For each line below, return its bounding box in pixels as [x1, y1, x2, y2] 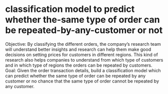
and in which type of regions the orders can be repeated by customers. [5, 62, 153, 68]
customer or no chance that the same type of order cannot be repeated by [5, 78, 159, 84]
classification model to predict [5, 3, 135, 15]
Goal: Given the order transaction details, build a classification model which [5, 67, 161, 73]
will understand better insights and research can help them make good [5, 46, 151, 52]
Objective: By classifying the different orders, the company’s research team [5, 41, 161, 47]
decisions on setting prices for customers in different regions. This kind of [5, 51, 158, 58]
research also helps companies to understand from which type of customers [5, 57, 163, 63]
